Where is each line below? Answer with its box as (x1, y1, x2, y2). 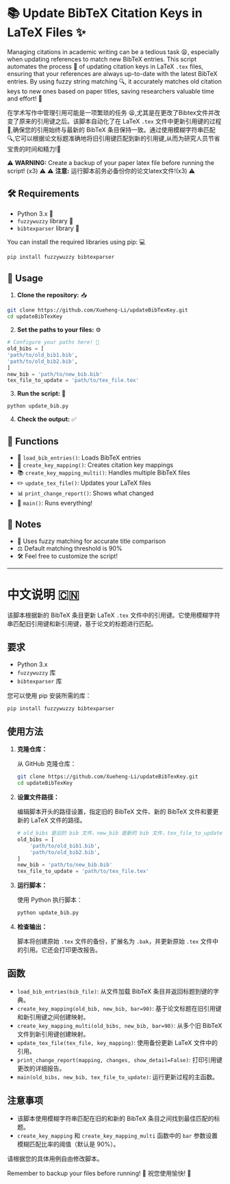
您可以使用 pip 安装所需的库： (7, 691, 92, 699)
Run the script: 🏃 (16, 390, 66, 398)
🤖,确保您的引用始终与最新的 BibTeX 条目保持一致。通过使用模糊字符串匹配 (7, 125, 216, 134)
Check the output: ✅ (16, 415, 77, 423)
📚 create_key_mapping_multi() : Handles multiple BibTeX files (16, 468, 190, 477)
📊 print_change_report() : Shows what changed (16, 489, 154, 497)
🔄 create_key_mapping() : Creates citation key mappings (16, 461, 173, 469)
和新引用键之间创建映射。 (16, 1013, 90, 1021)
